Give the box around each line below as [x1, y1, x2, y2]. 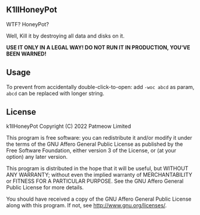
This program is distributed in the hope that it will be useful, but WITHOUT [6, 165, 189, 172]
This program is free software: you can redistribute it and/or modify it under [6, 134, 192, 142]
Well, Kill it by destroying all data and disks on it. [6, 32, 125, 39]
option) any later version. [6, 153, 67, 161]
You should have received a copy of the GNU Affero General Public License [6, 195, 192, 202]
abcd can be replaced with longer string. [6, 90, 104, 97]
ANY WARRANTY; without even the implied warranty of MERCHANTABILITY [6, 171, 193, 179]
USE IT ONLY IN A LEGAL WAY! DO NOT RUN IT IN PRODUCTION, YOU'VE [6, 44, 190, 51]
